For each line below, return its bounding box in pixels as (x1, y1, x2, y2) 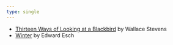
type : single (6, 8, 40, 15)
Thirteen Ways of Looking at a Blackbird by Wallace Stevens (15, 25, 167, 32)
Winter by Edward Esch (15, 31, 75, 39)
